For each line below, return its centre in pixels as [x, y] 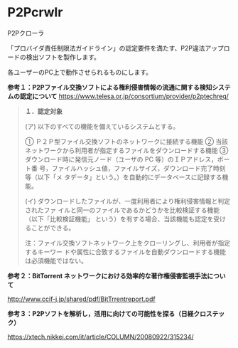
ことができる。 [53, 228]
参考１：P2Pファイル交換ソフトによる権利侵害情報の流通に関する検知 [110, 87]
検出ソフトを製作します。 [63, 57]
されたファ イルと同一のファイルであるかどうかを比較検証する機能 [122, 210]
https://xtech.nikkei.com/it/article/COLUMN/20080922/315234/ [101, 337]
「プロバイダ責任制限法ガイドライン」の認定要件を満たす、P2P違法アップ [115, 48]
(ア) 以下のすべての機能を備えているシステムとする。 [102, 126]
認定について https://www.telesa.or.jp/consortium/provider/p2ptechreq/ [124, 96]
